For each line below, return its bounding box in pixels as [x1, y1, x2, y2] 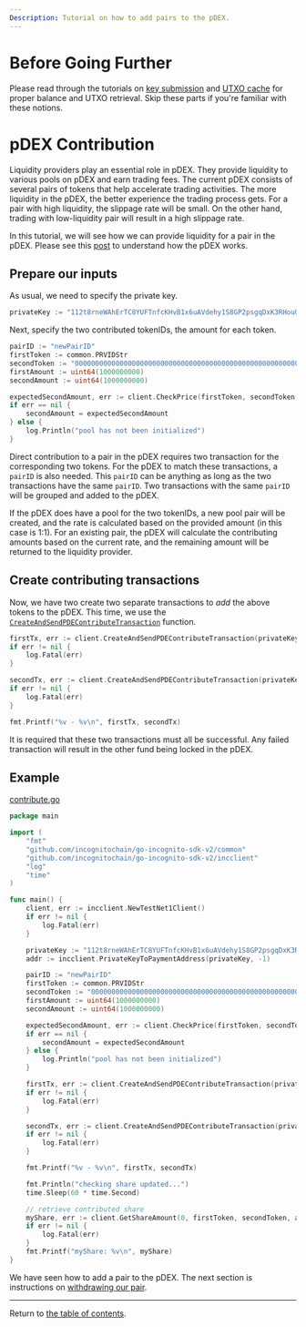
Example [9, 770, 60, 785]
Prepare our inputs [9, 266, 118, 281]
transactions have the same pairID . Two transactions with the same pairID [9, 480, 291, 491]
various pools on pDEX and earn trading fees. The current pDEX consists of [9, 174, 293, 185]
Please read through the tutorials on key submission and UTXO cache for [9, 83, 284, 94]
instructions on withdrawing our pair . [9, 1281, 148, 1292]
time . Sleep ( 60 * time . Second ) [25, 1188, 141, 1198]
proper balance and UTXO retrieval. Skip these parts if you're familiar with [9, 92, 287, 103]
